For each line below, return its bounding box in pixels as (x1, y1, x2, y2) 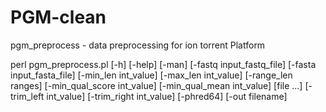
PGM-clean (10, 6, 107, 29)
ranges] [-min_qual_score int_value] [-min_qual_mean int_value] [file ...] (10, 79, 303, 91)
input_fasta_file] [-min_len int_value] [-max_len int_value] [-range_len (10, 69, 293, 81)
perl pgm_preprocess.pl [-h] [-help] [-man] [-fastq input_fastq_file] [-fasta (10, 58, 317, 70)
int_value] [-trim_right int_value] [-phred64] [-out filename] (46, 90, 288, 102)
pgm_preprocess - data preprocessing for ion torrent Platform (10, 39, 266, 51)
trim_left (10, 90, 45, 102)
